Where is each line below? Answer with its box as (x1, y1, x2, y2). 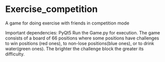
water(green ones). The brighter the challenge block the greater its (5, 45, 144, 51)
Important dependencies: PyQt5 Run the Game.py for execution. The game (5, 29, 160, 35)
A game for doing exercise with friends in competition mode (5, 20, 130, 26)
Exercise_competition (5, 3, 98, 15)
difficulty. (5, 51, 25, 57)
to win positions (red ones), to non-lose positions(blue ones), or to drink (5, 40, 154, 46)
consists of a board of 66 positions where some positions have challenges (5, 35, 159, 41)
